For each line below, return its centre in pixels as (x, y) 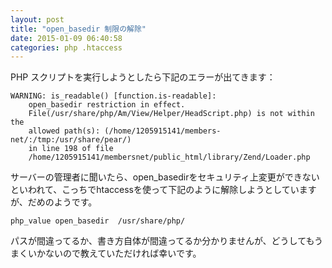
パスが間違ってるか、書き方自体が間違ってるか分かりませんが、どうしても (162, 241)
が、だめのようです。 (54, 202)
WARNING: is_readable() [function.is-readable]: (113, 96)
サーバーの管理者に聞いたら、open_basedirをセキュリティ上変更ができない (165, 177)
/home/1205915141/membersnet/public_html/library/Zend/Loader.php (169, 157)
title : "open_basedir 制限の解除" (78, 29)
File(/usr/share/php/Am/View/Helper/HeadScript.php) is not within (171, 114)
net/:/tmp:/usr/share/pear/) (71, 140)
